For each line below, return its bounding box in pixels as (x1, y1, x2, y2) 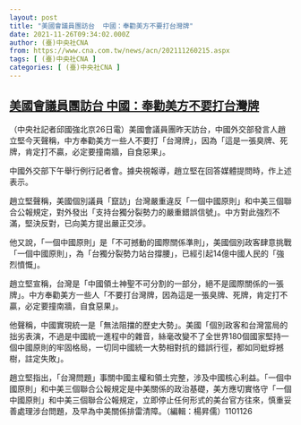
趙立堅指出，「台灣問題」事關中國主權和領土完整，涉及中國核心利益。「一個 (9, 372, 284, 383)
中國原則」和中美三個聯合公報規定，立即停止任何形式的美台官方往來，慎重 (9, 395, 284, 405)
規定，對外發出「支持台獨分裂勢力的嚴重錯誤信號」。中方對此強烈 (32, 207, 272, 217)
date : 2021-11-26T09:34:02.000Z (9, 30, 130, 38)
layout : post (9, 13, 58, 22)
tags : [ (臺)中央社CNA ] (9, 55, 97, 64)
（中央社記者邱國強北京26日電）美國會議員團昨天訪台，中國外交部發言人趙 (9, 123, 287, 134)
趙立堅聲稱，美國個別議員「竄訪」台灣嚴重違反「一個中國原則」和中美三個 (9, 195, 284, 206)
